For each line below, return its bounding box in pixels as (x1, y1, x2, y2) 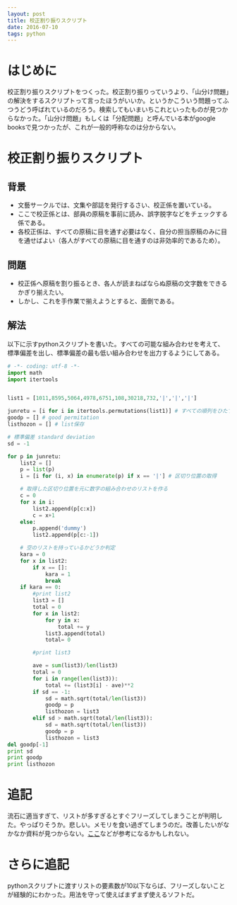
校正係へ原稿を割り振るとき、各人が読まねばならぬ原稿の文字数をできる (17, 279, 228, 288)
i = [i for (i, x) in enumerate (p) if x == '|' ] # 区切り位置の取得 (20, 472, 217, 480)
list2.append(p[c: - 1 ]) (32, 532, 99, 539)
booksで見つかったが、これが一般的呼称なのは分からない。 (7, 123, 180, 132)
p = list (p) (20, 466, 55, 473)
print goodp (7, 754, 42, 761)
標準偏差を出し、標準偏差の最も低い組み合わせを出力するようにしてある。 (7, 348, 224, 357)
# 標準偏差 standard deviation (7, 433, 95, 440)
